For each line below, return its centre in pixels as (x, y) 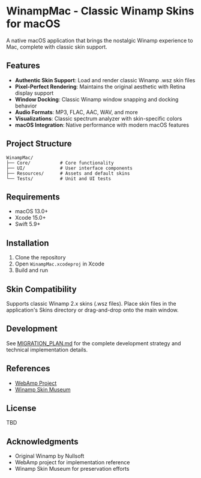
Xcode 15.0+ (30, 218)
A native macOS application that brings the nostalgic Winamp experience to (100, 40)
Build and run (31, 270)
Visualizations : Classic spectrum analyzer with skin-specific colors (98, 118)
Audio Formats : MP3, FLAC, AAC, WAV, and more (76, 112)
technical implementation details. (47, 349)
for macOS (33, 24)
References (28, 368)
